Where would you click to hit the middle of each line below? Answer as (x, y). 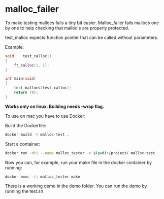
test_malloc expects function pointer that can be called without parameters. (82, 37)
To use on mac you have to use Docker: (45, 116)
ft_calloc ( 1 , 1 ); (32, 65)
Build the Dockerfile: (26, 125)
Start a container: (23, 144)
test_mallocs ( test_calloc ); (43, 88)
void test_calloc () (28, 56)
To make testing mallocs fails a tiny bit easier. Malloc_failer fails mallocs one (82, 23)
